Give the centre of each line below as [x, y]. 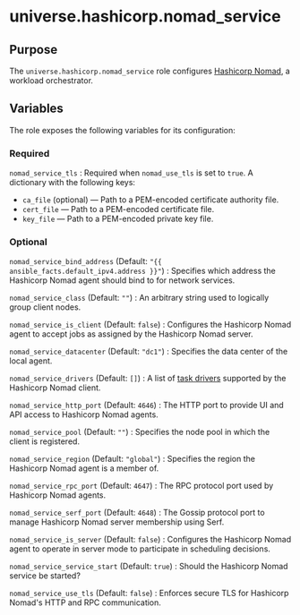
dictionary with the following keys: [73, 183]
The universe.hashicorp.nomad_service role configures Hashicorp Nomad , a [150, 71]
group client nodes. [45, 307]
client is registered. [45, 441]
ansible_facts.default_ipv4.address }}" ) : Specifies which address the [142, 271]
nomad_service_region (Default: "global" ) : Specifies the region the [132, 459]
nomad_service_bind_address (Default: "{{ [86, 261]
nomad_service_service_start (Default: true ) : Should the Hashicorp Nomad [149, 567]
